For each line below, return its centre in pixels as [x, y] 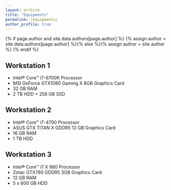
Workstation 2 [28, 110]
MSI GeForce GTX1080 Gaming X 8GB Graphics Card [68, 83]
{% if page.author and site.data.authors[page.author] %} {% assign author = [86, 39]
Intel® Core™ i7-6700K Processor [47, 78]
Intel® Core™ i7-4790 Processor [46, 122]
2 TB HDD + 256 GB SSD [39, 94]
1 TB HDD [23, 139]
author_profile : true [28, 24]
